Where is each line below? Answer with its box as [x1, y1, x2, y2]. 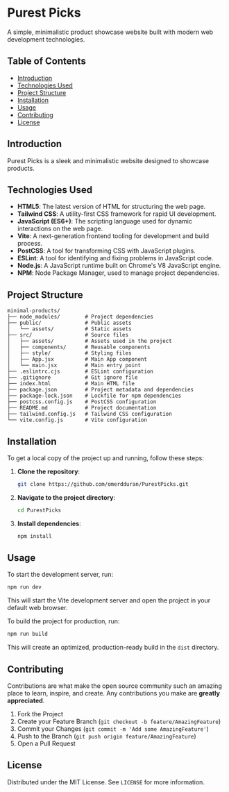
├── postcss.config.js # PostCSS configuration [7, 398, 157, 405]
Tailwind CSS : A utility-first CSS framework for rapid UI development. [17, 210, 217, 218]
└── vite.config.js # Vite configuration [7, 416, 148, 424]
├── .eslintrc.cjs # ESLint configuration [7, 368, 154, 376]
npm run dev [7, 584, 42, 591]
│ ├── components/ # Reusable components [7, 344, 151, 351]
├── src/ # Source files [7, 332, 129, 339]
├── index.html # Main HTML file [7, 380, 135, 387]
